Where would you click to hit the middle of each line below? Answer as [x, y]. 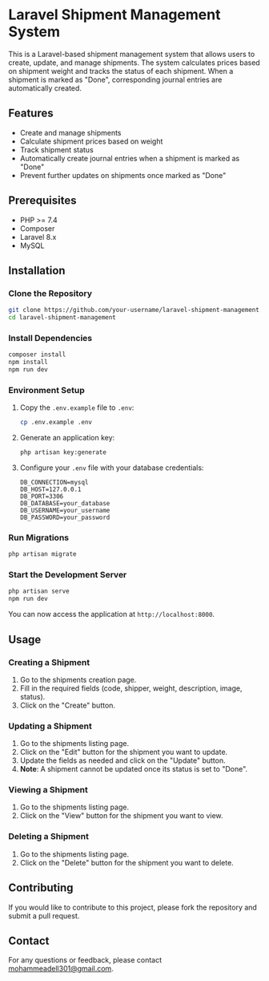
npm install [28, 363]
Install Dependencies [50, 338]
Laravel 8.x [38, 237]
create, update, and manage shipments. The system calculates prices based [134, 63]
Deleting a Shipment [49, 837]
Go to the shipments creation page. [78, 679]
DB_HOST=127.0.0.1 [50, 489]
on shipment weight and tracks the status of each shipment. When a [121, 71]
